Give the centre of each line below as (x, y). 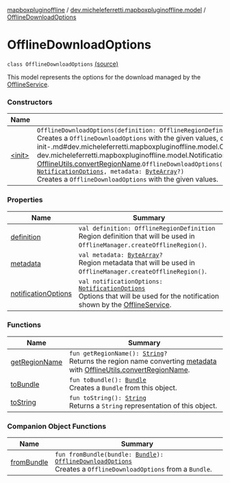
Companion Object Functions (57, 426)
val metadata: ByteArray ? (120, 255)
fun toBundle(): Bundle (107, 380)
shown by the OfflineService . (125, 304)
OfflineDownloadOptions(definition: (96, 131)
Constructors (30, 102)
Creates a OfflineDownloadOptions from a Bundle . (133, 469)
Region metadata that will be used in (137, 262)
